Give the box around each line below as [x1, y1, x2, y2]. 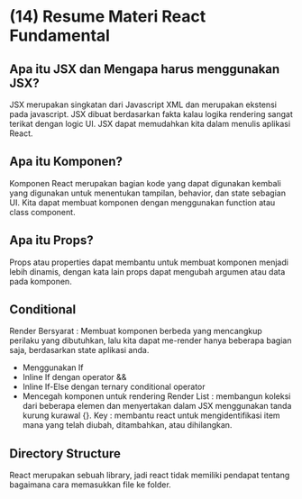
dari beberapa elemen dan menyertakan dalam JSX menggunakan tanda [22, 401, 292, 412]
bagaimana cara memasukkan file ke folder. [9, 479, 171, 490]
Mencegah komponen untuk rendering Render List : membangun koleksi [22, 391, 291, 402]
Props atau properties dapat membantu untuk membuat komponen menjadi [9, 257, 288, 268]
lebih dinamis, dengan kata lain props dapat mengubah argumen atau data [9, 266, 286, 277]
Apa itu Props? [9, 232, 94, 249]
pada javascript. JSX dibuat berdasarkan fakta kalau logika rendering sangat [9, 109, 293, 119]
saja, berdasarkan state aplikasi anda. [9, 345, 150, 356]
